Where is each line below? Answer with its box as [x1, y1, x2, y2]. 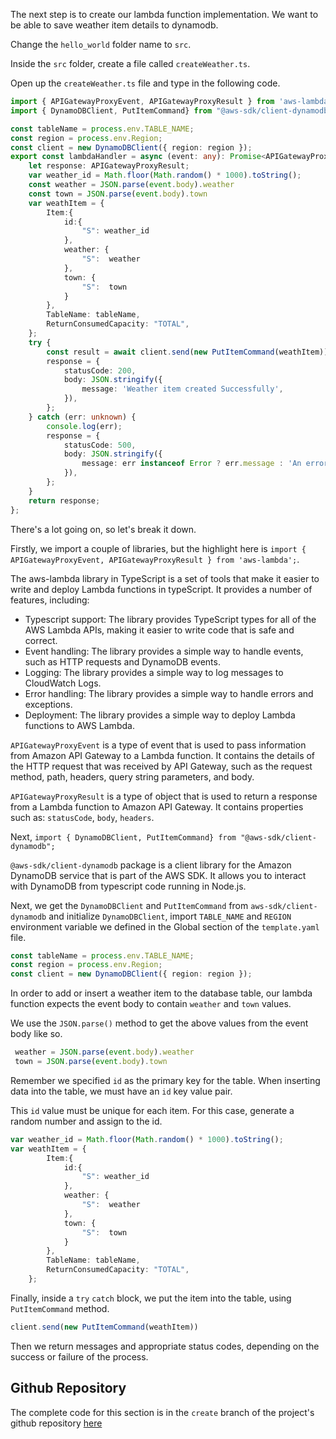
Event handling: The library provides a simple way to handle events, [24, 645, 304, 657]
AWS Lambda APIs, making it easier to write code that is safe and [24, 624, 295, 636]
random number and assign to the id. [10, 1115, 163, 1127]
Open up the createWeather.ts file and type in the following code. [10, 77, 281, 89]
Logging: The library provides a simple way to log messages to [24, 666, 284, 678]
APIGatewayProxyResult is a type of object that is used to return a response [10, 790, 318, 802]
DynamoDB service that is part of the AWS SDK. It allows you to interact [10, 869, 307, 881]
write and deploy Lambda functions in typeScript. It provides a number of [10, 583, 313, 595]
